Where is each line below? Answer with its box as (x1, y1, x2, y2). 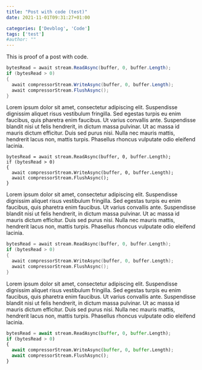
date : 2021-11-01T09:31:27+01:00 (6, 14, 90, 21)
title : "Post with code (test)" (6, 8, 87, 15)
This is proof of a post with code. (6, 53, 89, 60)
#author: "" (6, 37, 36, 43)
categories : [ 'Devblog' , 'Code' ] (6, 25, 90, 31)
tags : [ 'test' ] (6, 31, 45, 37)
